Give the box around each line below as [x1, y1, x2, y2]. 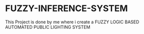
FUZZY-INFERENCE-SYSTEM [5, 3, 128, 14]
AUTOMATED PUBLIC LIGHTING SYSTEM [5, 24, 90, 30]
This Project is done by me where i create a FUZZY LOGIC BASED [5, 19, 140, 25]
